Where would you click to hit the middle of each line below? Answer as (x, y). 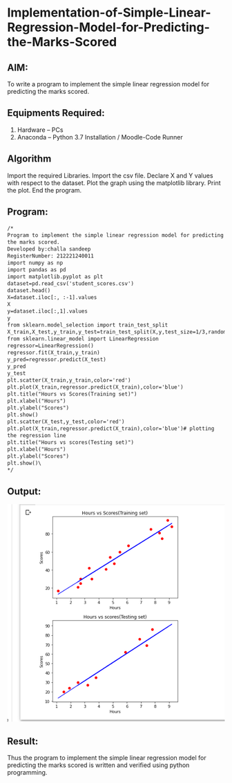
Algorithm (29, 159)
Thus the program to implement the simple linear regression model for (107, 758)
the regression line (37, 436)
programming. (27, 773)
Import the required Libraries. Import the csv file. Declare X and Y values (110, 175)
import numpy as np (35, 263)
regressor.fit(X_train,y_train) (54, 353)
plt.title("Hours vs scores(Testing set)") (71, 443)
